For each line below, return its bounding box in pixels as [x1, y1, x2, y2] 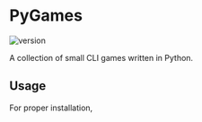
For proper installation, [9, 102, 93, 113]
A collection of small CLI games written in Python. [9, 52, 194, 63]
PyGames [9, 5, 83, 26]
